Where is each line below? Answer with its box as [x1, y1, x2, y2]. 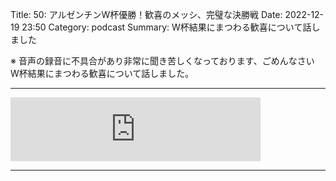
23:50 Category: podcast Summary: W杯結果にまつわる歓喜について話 [21, 21, 312, 33]
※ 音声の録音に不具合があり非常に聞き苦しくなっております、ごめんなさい [10, 55, 315, 67]
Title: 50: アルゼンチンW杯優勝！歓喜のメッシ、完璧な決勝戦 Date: [10, 9, 283, 20]
